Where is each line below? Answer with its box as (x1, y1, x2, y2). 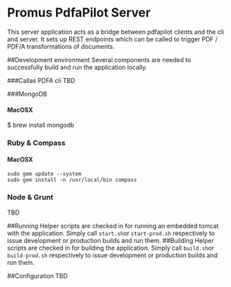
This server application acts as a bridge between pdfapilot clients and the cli (7, 28, 224, 36)
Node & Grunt (7, 192, 54, 202)
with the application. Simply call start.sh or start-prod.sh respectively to (7, 229, 215, 237)
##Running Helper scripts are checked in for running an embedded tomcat (7, 221, 219, 230)
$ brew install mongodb (7, 121, 74, 129)
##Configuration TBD (7, 271, 68, 280)
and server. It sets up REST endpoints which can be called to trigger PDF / (7, 34, 218, 43)
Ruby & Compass (7, 138, 66, 148)
